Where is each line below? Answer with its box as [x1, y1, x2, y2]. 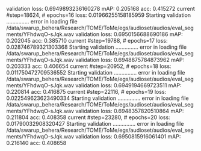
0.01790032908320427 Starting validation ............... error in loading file [6, 120, 184, 127]
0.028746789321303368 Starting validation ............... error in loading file [6, 43, 187, 51]
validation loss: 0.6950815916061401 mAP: [75, 133, 181, 140]
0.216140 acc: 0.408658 [6, 140, 67, 146]
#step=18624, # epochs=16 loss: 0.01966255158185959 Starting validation [6, 11, 191, 19]
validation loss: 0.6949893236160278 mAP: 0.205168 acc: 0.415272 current [6, 5, 196, 12]
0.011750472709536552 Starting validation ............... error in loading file [6, 69, 185, 76]
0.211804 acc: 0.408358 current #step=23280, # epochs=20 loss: [6, 114, 170, 121]
